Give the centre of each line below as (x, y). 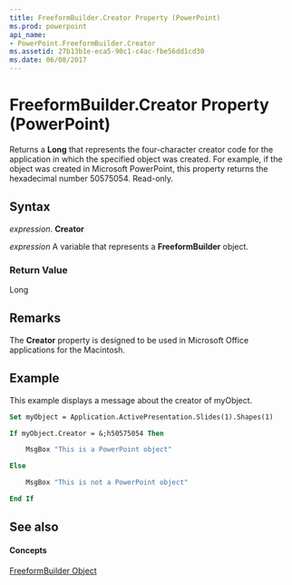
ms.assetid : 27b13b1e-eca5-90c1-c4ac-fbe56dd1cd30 (107, 52)
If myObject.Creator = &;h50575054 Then (87, 433)
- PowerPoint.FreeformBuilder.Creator (83, 43)
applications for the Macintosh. (67, 350)
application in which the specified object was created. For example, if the (146, 159)
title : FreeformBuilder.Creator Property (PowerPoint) (115, 18)
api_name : (28, 35)
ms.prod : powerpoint (49, 26)
